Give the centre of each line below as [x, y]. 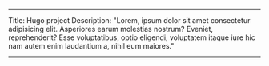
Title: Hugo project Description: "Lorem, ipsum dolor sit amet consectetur [129, 20]
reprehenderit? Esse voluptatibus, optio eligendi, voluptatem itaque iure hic [132, 37]
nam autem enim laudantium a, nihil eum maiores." [91, 46]
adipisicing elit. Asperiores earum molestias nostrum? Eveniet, [111, 29]
